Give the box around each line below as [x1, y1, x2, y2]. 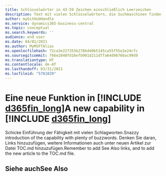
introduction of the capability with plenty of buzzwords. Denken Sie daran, [5, 135, 157, 141]
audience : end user [5, 35, 45, 40]
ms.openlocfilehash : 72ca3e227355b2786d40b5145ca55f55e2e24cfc [5, 48, 138, 53]
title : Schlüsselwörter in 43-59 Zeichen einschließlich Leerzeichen [5, 7, 152, 12]
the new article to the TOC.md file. [5, 150, 75, 156]
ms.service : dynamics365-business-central [5, 21, 94, 26]
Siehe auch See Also [5, 165, 68, 173]
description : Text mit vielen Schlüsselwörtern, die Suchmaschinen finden [5, 12, 163, 17]
